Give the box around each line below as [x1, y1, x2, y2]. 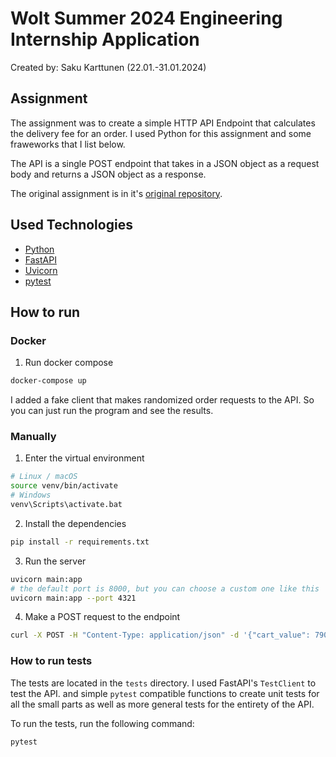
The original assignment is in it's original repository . [10, 187, 223, 199]
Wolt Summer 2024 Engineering [10, 7, 283, 30]
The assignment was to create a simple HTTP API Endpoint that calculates [10, 117, 316, 129]
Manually [10, 430, 57, 444]
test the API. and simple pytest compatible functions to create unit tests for [10, 687, 320, 699]
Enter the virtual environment [24, 452, 145, 464]
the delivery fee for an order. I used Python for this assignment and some [10, 127, 312, 139]
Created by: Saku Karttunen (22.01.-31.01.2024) [10, 61, 207, 73]
